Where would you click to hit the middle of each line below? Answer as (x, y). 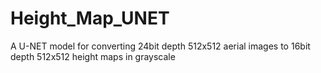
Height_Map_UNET (90, 18)
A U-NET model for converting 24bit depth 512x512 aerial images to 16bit (160, 46)
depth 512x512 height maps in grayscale (93, 56)
